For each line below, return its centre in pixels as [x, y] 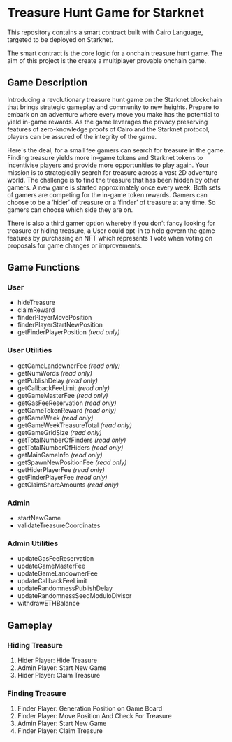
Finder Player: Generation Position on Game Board [90, 708]
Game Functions [44, 267]
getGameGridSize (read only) [60, 432]
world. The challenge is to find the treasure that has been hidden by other [113, 180]
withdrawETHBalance [49, 604]
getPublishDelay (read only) [57, 380]
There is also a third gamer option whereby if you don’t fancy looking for [111, 223]
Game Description [48, 83]
